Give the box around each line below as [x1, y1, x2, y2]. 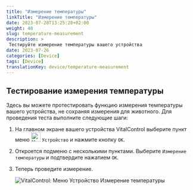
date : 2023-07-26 [6, 47, 49, 53]
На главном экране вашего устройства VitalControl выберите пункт [14, 126, 187, 133]
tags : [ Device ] [6, 58, 44, 64]
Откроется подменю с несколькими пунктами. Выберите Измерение [14, 148, 186, 155]
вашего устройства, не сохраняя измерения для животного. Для [6, 108, 172, 115]
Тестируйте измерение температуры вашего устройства [8, 42, 143, 48]
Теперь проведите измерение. [14, 166, 94, 173]
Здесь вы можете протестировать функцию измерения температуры [6, 102, 183, 109]
